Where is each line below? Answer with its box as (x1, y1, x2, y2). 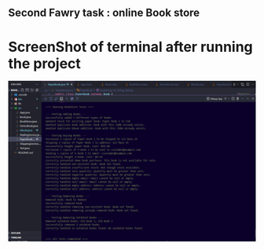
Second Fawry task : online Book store (8, 6, 200, 20)
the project (8, 54, 81, 72)
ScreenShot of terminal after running (8, 38, 253, 56)
